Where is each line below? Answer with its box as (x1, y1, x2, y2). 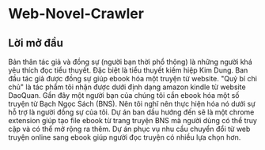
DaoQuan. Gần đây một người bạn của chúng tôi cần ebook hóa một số (8, 91, 240, 99)
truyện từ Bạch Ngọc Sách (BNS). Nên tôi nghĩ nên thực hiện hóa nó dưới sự (8, 99, 256, 108)
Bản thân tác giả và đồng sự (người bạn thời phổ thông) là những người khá (8, 57, 253, 66)
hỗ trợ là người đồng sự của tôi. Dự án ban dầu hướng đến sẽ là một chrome (8, 107, 255, 117)
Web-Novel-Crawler (8, 5, 145, 23)
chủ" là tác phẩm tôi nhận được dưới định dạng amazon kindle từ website (8, 82, 247, 92)
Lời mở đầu (8, 36, 63, 50)
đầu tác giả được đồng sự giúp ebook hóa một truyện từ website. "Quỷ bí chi (8, 74, 257, 83)
